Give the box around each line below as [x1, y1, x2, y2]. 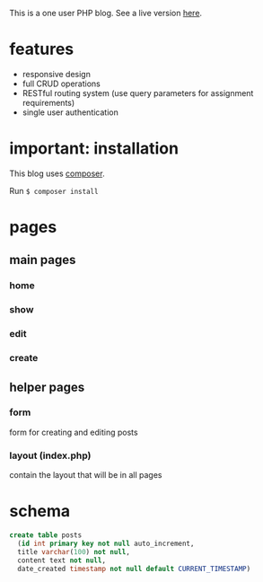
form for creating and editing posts [9, 427, 138, 437]
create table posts [9, 531, 83, 540]
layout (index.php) [9, 449, 92, 462]
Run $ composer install [9, 185, 99, 196]
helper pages [9, 379, 85, 394]
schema [9, 501, 71, 522]
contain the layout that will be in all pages [9, 470, 162, 481]
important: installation [9, 138, 180, 159]
